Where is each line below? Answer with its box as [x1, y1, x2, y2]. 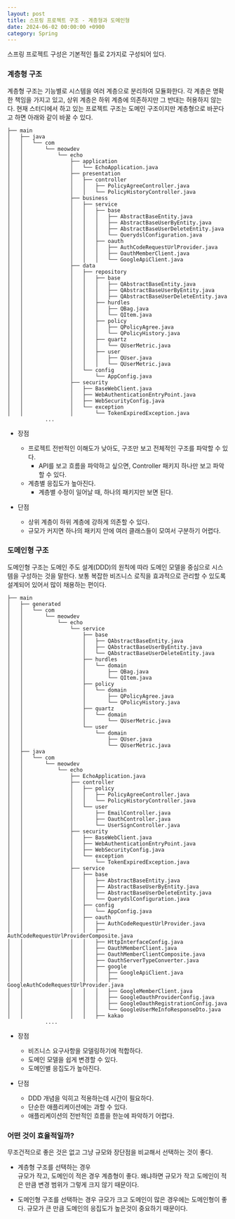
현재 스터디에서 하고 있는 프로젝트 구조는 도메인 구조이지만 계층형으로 [16, 104, 206, 112]
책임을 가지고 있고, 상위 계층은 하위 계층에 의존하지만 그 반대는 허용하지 [14, 95, 209, 104]
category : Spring [7, 29, 58, 37]
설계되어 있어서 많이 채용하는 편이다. [7, 580, 107, 588]
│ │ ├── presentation [7, 170, 121, 177]
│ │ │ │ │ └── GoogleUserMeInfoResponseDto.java [7, 1006, 221, 1013]
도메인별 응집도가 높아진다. [27, 1064, 102, 1072]
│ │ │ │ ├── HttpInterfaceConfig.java [7, 938, 184, 945]
